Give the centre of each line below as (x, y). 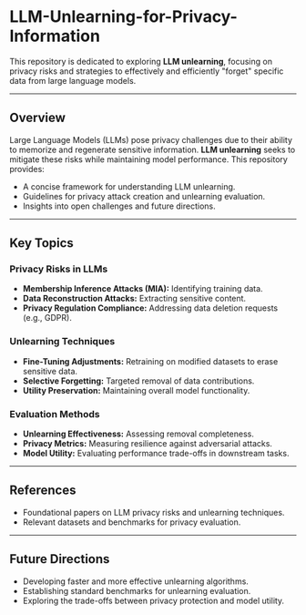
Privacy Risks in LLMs (59, 269)
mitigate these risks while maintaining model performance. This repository (149, 159)
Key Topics (42, 243)
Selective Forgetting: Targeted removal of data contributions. (138, 381)
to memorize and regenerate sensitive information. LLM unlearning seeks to (153, 149)
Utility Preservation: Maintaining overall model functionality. (136, 390)
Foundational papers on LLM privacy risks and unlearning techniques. (153, 512)
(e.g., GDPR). (47, 318)
